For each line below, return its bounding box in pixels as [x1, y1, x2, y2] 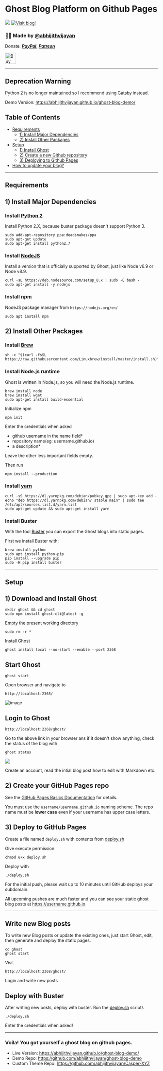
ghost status [5, 749, 32, 755]
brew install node [5, 389, 42, 393]
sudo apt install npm [5, 314, 49, 319]
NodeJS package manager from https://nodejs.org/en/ [5, 305, 118, 310]
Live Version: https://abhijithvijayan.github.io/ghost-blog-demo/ [12, 1050, 139, 1056]
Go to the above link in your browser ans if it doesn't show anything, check [5, 735, 155, 741]
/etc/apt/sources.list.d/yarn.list [5, 502, 77, 507]
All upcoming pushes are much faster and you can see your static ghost [5, 896, 149, 901]
